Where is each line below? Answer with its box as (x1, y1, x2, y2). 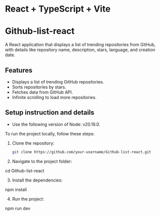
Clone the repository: (12, 140, 55, 146)
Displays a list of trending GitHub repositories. (12, 79, 104, 84)
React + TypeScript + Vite (5, 3, 111, 15)
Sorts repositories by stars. (12, 84, 66, 90)
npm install (5, 186, 27, 192)
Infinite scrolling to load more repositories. (12, 94, 97, 100)
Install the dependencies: (12, 177, 63, 183)
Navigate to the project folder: (12, 158, 72, 164)
